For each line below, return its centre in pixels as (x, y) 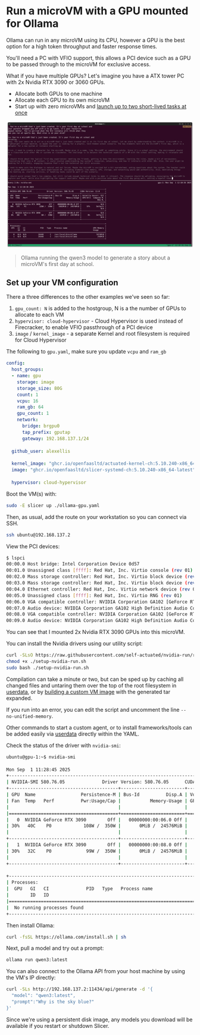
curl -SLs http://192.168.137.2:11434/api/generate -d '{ (79, 989)
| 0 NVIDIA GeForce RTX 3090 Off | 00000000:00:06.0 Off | (97, 820)
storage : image (36, 382)
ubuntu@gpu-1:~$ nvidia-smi (41, 757)
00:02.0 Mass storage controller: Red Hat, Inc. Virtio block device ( (97, 577)
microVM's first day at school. (57, 264)
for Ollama (32, 24)
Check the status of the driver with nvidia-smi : (63, 745)
